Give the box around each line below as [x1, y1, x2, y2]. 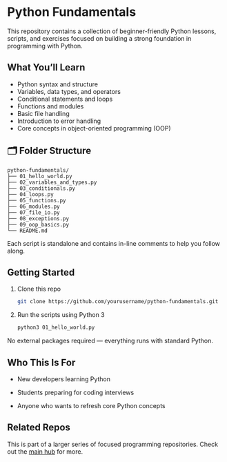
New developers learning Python [17, 374, 111, 383]
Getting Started [7, 267, 75, 278]
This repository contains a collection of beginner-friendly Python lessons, [7, 27, 217, 35]
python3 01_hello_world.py [17, 324, 95, 331]
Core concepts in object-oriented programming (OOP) [17, 124, 171, 132]
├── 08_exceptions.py [7, 215, 70, 222]
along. [7, 247, 26, 255]
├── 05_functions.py [7, 197, 67, 204]
